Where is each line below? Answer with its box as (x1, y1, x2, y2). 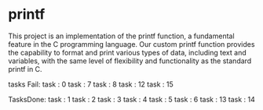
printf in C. (8, 64, 42, 73)
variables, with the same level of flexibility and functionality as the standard (8, 56, 252, 66)
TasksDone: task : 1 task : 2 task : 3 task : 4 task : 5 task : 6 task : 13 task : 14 (8, 94, 255, 104)
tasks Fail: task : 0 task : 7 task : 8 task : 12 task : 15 (8, 80, 174, 89)
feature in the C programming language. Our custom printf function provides (8, 39, 255, 48)
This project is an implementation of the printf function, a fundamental (8, 31, 235, 41)
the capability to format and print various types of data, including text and (8, 48, 247, 57)
